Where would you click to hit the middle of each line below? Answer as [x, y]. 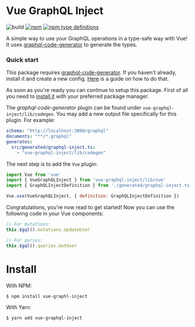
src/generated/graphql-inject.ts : [53, 147]
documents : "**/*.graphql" [39, 137]
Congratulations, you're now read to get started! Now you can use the [90, 207]
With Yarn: [19, 307]
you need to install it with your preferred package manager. [78, 96]
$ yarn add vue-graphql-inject [44, 318]
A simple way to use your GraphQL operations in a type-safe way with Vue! [97, 38]
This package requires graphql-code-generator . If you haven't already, [91, 73]
